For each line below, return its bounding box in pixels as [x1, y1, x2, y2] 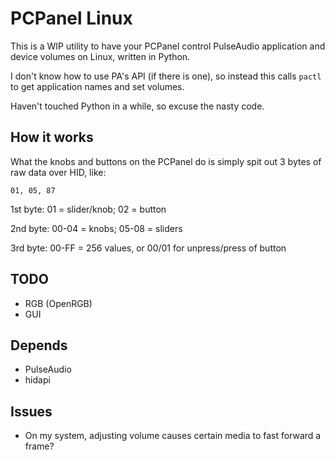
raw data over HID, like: [10, 166, 107, 178]
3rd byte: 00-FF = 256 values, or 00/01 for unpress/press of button [10, 242, 287, 254]
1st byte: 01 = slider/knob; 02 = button [10, 203, 167, 215]
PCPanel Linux [10, 7, 133, 30]
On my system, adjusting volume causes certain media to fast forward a [24, 430, 322, 442]
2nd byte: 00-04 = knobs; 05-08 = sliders [10, 222, 183, 234]
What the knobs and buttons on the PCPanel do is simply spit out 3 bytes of [10, 155, 322, 167]
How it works [10, 129, 94, 146]
